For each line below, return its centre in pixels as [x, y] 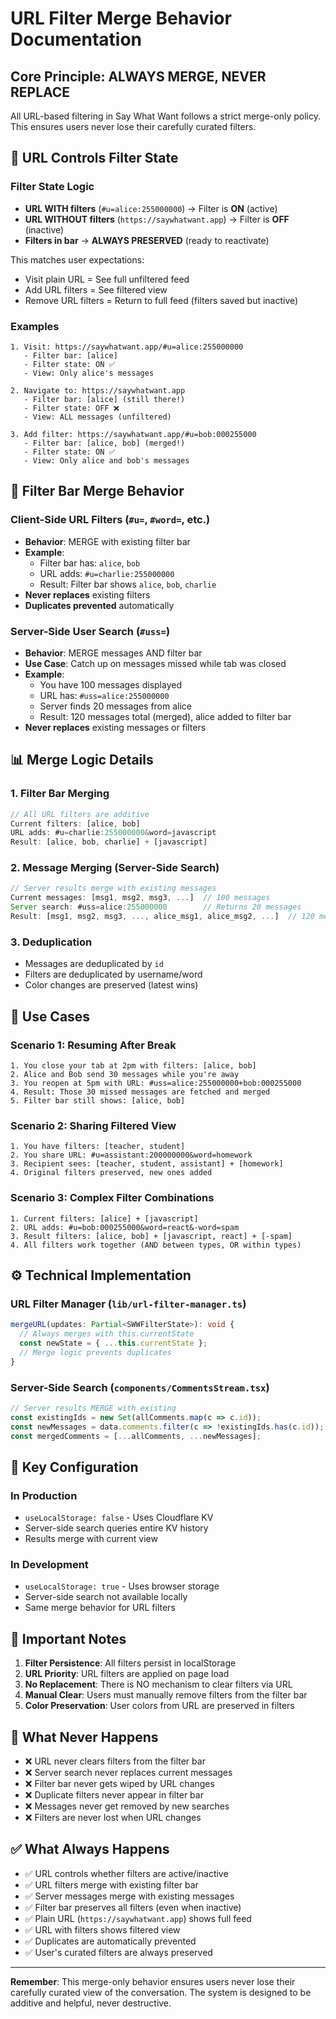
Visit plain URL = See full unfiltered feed [107, 279]
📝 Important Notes [68, 1638]
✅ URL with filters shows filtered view [102, 1929]
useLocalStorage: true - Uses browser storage [122, 1586]
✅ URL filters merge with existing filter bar [111, 1884]
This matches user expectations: [77, 259]
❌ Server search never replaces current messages [128, 1772]
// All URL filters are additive [80, 814]
